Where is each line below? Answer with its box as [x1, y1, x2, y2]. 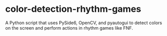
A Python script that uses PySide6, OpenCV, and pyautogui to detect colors [5, 20, 162, 26]
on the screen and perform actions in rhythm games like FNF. [5, 25, 133, 31]
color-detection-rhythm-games [5, 3, 142, 15]
